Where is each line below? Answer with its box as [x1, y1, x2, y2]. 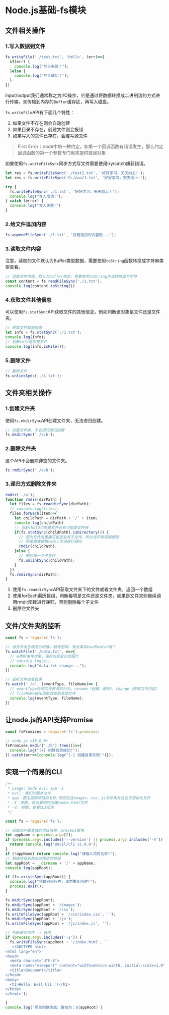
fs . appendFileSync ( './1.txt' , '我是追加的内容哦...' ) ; [5, 233, 117, 238]
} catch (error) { [5, 198, 44, 203]
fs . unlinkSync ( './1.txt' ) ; [5, 373, 62, 379]
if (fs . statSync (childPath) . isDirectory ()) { [14, 529, 109, 535]
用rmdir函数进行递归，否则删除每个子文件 [12, 599, 99, 605]
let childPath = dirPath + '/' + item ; [14, 516, 98, 521]
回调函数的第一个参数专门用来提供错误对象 [17, 150, 106, 155]
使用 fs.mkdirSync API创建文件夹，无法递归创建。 [5, 417, 106, 423]
